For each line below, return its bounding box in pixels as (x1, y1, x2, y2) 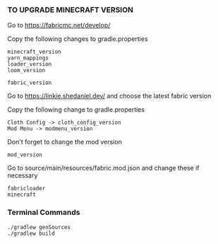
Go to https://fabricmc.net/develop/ (7, 21, 111, 30)
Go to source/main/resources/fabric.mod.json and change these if (7, 164, 200, 173)
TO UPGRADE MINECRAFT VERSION (7, 5, 134, 15)
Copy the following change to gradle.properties (7, 105, 145, 114)
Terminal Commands (7, 207, 80, 217)
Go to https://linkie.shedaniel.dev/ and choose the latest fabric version (7, 92, 212, 100)
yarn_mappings (7, 54, 49, 62)
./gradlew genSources (7, 223, 71, 231)
